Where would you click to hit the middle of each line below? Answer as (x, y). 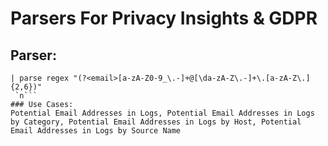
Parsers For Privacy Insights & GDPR (164, 18)
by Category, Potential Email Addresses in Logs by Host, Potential (156, 122)
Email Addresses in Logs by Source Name (96, 131)
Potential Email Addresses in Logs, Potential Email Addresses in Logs (162, 113)
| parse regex (40, 78)
